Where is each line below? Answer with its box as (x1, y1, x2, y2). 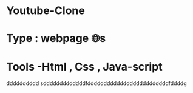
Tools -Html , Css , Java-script (6, 60, 163, 74)
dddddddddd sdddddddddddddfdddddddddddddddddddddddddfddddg (6, 80, 187, 87)
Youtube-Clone (6, 4, 85, 18)
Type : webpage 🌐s (6, 32, 106, 46)
